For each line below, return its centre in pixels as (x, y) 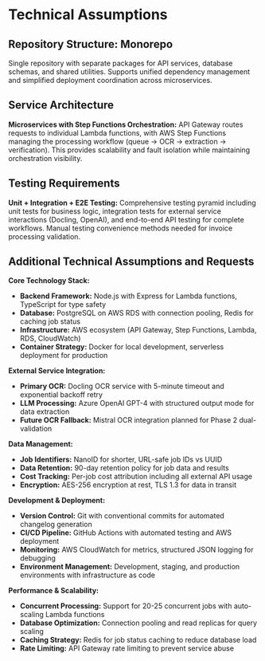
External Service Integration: (57, 371)
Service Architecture (61, 105)
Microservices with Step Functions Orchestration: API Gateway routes (126, 124)
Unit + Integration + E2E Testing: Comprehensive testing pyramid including (132, 203)
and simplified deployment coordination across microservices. (110, 80)
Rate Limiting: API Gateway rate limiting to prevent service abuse (127, 648)
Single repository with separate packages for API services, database (121, 63)
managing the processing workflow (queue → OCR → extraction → (117, 141)
